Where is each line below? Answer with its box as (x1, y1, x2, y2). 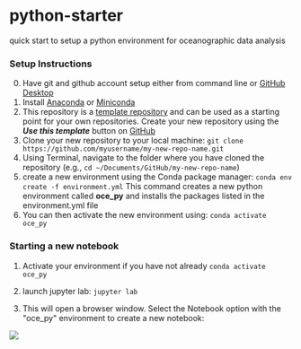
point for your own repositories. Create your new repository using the (22, 116, 279, 127)
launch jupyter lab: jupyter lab (22, 285, 138, 296)
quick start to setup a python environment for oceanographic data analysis (9, 35, 286, 46)
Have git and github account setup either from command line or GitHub (22, 78, 286, 89)
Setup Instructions (9, 57, 93, 70)
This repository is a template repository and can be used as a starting (22, 107, 280, 118)
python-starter (9, 5, 124, 26)
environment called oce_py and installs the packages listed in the (22, 190, 265, 202)
